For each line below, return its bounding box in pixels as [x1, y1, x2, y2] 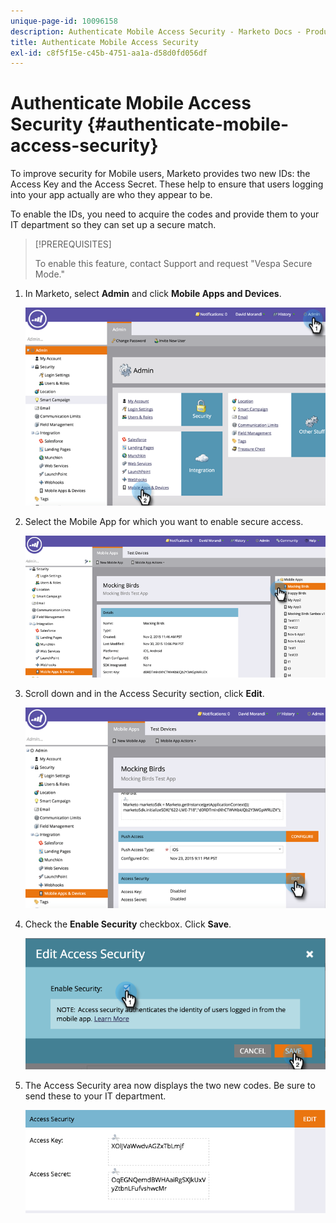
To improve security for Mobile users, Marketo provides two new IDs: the [10, 168, 311, 180]
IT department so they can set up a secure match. [10, 219, 217, 231]
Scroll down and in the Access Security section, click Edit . [24, 688, 265, 700]
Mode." [34, 268, 65, 280]
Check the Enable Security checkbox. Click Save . [24, 918, 232, 930]
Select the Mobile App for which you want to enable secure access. [24, 515, 304, 527]
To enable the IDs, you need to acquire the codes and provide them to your [10, 208, 320, 220]
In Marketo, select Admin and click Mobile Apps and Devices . [24, 288, 282, 300]
